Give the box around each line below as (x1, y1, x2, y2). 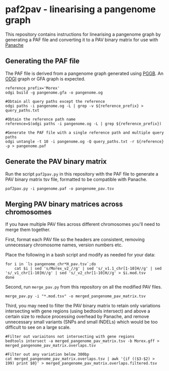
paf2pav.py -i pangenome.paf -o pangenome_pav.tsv (5, 186, 114, 191)
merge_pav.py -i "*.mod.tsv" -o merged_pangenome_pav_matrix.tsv (5, 294, 146, 299)
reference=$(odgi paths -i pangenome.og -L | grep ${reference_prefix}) (5, 121, 162, 126)
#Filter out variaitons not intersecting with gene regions (5, 334, 135, 339)
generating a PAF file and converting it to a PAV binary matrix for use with (5, 37, 158, 43)
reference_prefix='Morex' (5, 85, 60, 91)
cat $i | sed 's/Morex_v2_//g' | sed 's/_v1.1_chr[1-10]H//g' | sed (14, 266, 162, 271)
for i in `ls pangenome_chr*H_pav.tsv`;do (5, 262, 96, 267)
